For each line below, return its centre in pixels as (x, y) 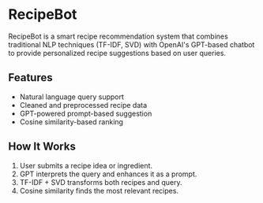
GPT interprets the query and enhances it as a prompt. (108, 174)
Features (30, 78)
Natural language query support (72, 97)
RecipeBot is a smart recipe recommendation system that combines (118, 36)
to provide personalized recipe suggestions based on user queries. (117, 53)
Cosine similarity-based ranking (71, 122)
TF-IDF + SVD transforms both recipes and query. (101, 182)
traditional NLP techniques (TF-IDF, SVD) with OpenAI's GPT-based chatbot (131, 44)
